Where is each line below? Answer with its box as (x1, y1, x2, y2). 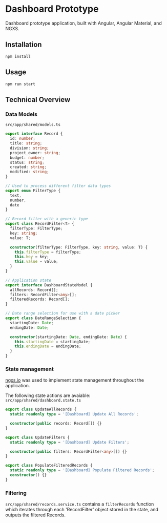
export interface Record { (5, 131, 63, 136)
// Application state (5, 278, 52, 283)
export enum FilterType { (5, 188, 60, 193)
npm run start (5, 81, 36, 87)
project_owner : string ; (10, 150, 60, 155)
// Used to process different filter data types (5, 183, 111, 189)
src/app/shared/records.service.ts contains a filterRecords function (5, 501, 154, 507)
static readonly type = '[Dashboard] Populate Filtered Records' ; (10, 468, 155, 473)
